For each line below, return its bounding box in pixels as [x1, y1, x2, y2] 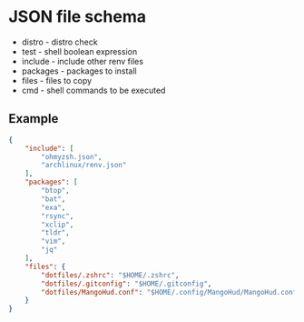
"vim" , [41, 236, 66, 247]
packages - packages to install [21, 65, 137, 76]
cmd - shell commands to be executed [21, 85, 166, 96]
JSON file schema [8, 6, 147, 27]
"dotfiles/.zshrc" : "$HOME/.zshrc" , [41, 270, 180, 279]
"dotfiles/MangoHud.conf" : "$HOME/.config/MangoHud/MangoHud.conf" [41, 287, 301, 297]
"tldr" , [41, 228, 70, 237]
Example [8, 111, 59, 126]
